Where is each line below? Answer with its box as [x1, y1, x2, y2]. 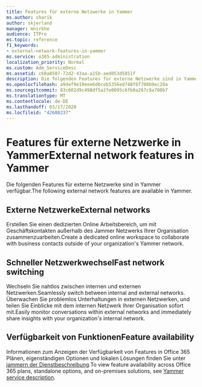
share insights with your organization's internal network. [6, 314, 145, 322]
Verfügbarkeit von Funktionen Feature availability [6, 332, 194, 342]
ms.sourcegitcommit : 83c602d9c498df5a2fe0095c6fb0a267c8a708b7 [6, 87, 168, 93]
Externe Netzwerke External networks [6, 205, 150, 215]
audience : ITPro [6, 31, 47, 37]
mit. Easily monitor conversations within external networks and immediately [6, 308, 192, 315]
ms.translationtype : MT [6, 93, 66, 99]
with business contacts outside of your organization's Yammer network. [6, 240, 185, 247]
